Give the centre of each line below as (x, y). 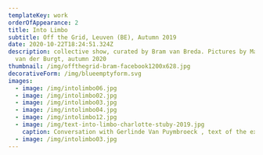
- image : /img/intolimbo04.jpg (66, 110)
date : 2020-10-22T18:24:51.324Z (61, 45)
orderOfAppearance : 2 (43, 23)
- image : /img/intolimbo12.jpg (66, 117)
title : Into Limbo (38, 30)
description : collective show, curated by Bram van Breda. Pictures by (127, 52)
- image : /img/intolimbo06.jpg (66, 88)
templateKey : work (38, 15)
